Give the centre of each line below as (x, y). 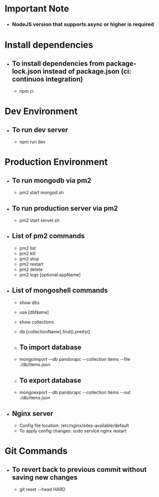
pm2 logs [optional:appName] (50, 275)
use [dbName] (34, 312)
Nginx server (32, 413)
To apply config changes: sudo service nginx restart (73, 430)
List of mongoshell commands (60, 291)
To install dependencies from (58, 63)
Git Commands (36, 451)
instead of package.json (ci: (87, 71)
